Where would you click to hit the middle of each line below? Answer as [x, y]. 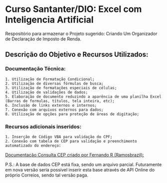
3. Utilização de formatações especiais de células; [61, 88]
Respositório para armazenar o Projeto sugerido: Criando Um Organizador [81, 33]
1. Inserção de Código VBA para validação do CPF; [59, 137]
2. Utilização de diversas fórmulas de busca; [54, 83]
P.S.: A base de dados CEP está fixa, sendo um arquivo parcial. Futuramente [83, 164]
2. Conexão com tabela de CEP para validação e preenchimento [71, 141]
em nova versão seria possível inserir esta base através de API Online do [80, 170]
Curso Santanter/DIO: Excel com [74, 9]
